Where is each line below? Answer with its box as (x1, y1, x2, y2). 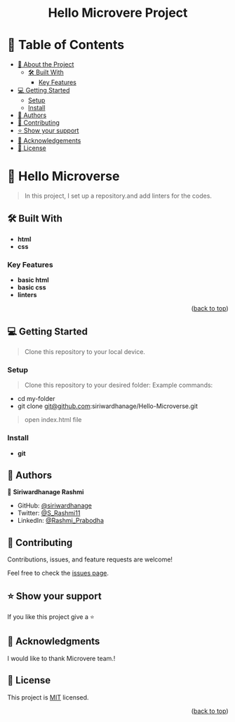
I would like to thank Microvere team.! (7, 654, 116, 662)
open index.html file (24, 416, 82, 424)
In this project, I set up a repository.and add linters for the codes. (24, 191, 213, 200)
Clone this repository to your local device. (24, 347, 146, 355)
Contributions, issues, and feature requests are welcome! (7, 555, 173, 564)
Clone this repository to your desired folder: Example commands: (24, 381, 213, 390)
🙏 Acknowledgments (7, 636, 100, 648)
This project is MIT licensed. (7, 693, 89, 702)
